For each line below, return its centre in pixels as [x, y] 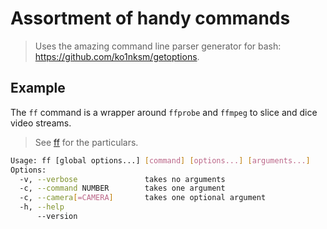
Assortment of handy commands [150, 18]
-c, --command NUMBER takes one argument [122, 188]
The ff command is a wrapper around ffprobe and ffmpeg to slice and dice [164, 112]
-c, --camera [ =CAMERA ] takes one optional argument [143, 198]
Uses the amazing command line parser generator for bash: [158, 46]
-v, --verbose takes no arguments [122, 179]
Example [38, 88]
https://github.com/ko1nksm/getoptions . [117, 56]
